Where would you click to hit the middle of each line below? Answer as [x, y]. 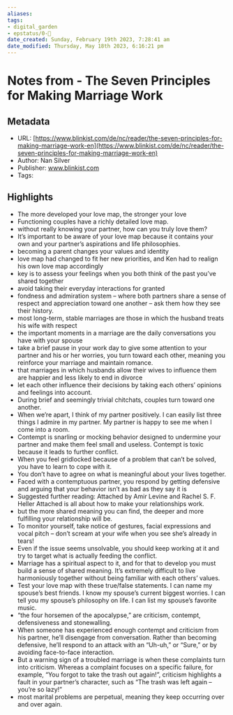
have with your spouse [50, 340]
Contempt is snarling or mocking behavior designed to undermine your [119, 437]
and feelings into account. [55, 392]
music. [27, 607]
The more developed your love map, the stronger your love [102, 214]
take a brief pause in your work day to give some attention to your [112, 347]
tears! [26, 541]
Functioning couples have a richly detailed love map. [93, 222]
